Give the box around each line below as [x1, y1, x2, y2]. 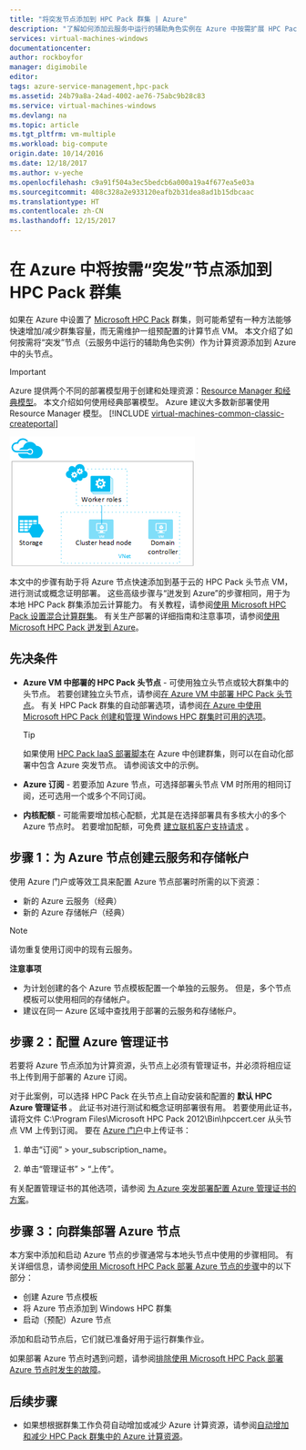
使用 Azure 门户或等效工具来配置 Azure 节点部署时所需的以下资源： [9, 876, 262, 887]
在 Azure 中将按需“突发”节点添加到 [9, 259, 273, 280]
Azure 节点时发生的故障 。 [9, 1364, 107, 1375]
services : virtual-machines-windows [9, 34, 148, 43]
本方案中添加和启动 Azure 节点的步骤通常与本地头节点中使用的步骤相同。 [9, 1250, 284, 1261]
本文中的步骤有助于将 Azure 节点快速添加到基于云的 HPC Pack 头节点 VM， [9, 576, 293, 587]
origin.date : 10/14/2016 [9, 149, 104, 158]
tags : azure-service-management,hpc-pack [9, 82, 169, 91]
